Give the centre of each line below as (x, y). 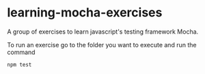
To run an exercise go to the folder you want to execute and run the (102, 45)
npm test (19, 64)
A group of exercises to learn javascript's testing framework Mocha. (103, 32)
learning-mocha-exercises (85, 13)
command (21, 52)
